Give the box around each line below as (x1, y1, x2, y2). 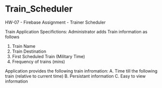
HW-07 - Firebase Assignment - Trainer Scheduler (5, 19, 106, 25)
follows (5, 34, 19, 40)
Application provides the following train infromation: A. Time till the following (5, 68, 158, 73)
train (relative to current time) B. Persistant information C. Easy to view (5, 73, 146, 79)
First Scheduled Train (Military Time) (12, 53, 85, 59)
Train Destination (12, 48, 47, 54)
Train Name (12, 43, 35, 49)
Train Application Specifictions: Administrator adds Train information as (5, 29, 148, 34)
